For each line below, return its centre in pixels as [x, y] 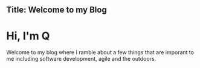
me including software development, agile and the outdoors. [81, 59]
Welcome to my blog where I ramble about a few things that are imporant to [100, 52]
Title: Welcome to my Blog [56, 10]
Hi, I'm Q [28, 36]
